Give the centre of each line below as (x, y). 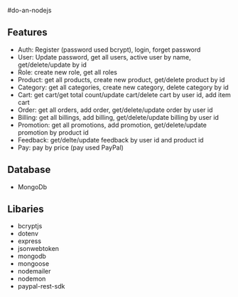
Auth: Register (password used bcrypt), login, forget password (109, 50)
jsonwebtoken (38, 249)
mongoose (33, 264)
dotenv (28, 234)
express (29, 241)
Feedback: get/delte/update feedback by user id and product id (110, 140)
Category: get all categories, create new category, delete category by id (123, 87)
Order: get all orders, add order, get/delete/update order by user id (115, 110)
